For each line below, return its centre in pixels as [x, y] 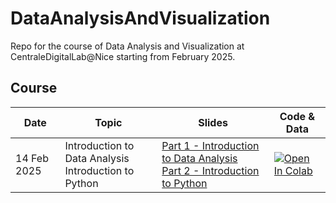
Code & [297, 116]
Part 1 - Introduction [210, 145]
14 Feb [32, 158]
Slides [213, 122]
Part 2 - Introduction [210, 170]
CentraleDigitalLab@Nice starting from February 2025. [123, 56]
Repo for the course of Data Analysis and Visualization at [127, 46]
